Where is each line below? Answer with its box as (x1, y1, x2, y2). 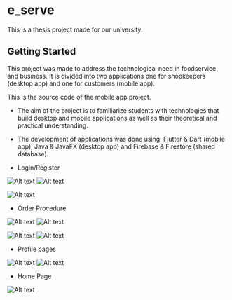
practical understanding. (17, 121, 89, 130)
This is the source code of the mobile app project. (7, 93, 151, 101)
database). (17, 149, 49, 158)
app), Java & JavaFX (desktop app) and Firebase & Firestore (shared (17, 142, 216, 151)
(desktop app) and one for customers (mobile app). (7, 79, 156, 88)
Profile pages (17, 245, 56, 253)
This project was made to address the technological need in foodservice (7, 64, 217, 72)
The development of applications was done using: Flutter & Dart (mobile (17, 135, 226, 143)
